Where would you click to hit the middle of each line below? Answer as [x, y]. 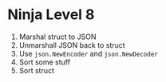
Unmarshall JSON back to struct [72, 45]
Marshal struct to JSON [57, 37]
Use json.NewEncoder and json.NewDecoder [89, 53]
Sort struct [37, 70]
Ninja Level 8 [51, 15]
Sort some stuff [45, 62]
